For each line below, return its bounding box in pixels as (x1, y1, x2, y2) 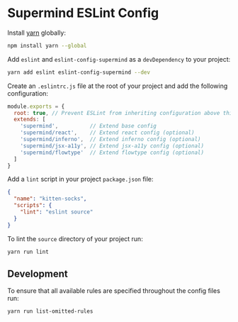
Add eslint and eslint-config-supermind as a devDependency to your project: (7, 55, 231, 63)
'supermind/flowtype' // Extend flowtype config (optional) (20, 149, 204, 156)
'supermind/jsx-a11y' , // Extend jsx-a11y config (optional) (20, 142, 204, 150)
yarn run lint (7, 248, 50, 255)
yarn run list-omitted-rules (7, 308, 93, 315)
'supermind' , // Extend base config (20, 123, 157, 130)
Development (7, 267, 69, 279)
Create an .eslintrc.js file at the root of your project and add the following (7, 82, 228, 90)
